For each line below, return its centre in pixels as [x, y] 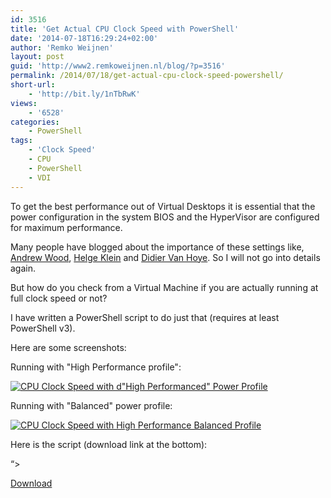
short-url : [33, 85]
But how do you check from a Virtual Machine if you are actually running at [164, 287]
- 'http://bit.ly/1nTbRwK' [84, 94]
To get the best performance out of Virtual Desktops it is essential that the [163, 206]
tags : [21, 141]
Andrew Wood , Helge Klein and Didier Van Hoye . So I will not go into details [165, 257]
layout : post [37, 57]
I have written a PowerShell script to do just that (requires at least [145, 317]
